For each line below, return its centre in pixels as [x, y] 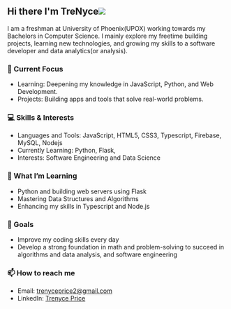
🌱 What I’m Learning [42, 176]
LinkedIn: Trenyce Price [51, 298]
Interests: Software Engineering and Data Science [89, 158]
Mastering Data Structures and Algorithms [78, 198]
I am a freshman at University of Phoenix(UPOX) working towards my [106, 28]
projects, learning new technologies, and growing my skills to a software [111, 43]
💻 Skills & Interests [41, 118]
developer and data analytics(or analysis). [67, 50]
